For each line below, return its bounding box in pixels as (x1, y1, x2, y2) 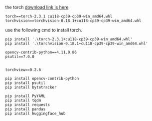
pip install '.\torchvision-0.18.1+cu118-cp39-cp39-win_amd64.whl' (5, 41, 149, 46)
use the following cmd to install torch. (5, 27, 82, 33)
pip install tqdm (5, 98, 41, 103)
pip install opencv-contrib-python (5, 76, 79, 81)
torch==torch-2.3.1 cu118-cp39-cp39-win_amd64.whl (5, 14, 113, 19)
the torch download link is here (5, 4, 69, 10)
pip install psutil (5, 80, 46, 85)
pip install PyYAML (5, 93, 46, 98)
